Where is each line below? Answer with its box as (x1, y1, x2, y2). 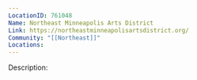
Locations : (8, 41, 44, 49)
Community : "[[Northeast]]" (8, 33, 101, 42)
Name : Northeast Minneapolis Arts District (8, 19, 154, 27)
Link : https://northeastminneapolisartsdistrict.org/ (8, 26, 190, 34)
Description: (8, 63, 48, 72)
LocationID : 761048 (8, 11, 73, 20)
